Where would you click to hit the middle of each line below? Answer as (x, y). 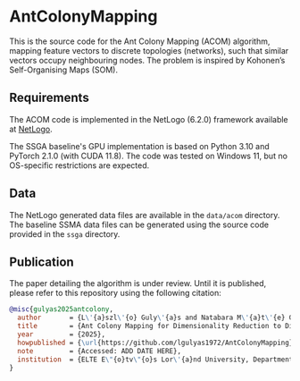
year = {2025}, (61, 334)
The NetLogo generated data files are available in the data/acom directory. (145, 215)
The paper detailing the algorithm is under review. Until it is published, (138, 284)
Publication (42, 262)
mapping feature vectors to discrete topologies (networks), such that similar (149, 50)
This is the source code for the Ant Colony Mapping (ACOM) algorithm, (140, 41)
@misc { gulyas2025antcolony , (62, 309)
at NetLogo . (31, 129)
